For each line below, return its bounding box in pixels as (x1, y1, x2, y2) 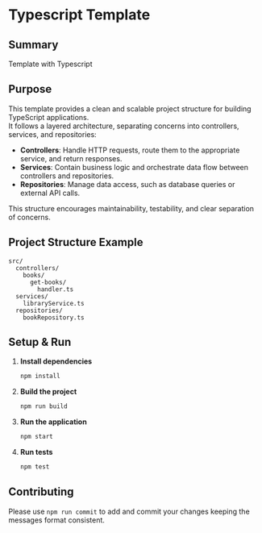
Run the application (19, 417, 87, 427)
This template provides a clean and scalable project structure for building (8, 103, 252, 114)
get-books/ (29, 278, 67, 286)
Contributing (8, 485, 74, 499)
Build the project (19, 387, 77, 397)
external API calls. (19, 188, 81, 198)
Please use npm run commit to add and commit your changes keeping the (8, 506, 250, 516)
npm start (19, 433, 54, 441)
